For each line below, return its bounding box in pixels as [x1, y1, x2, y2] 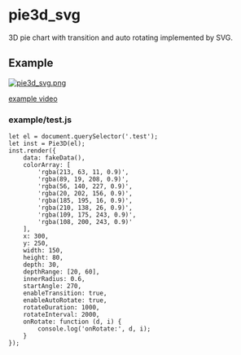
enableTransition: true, [23, 289, 107, 298]
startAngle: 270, [23, 283, 82, 291]
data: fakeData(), [23, 154, 85, 162]
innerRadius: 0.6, [23, 275, 85, 283]
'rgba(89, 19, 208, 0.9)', [37, 175, 129, 184]
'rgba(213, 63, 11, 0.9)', [37, 169, 129, 177]
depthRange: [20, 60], [23, 268, 100, 276]
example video [8, 94, 59, 103]
